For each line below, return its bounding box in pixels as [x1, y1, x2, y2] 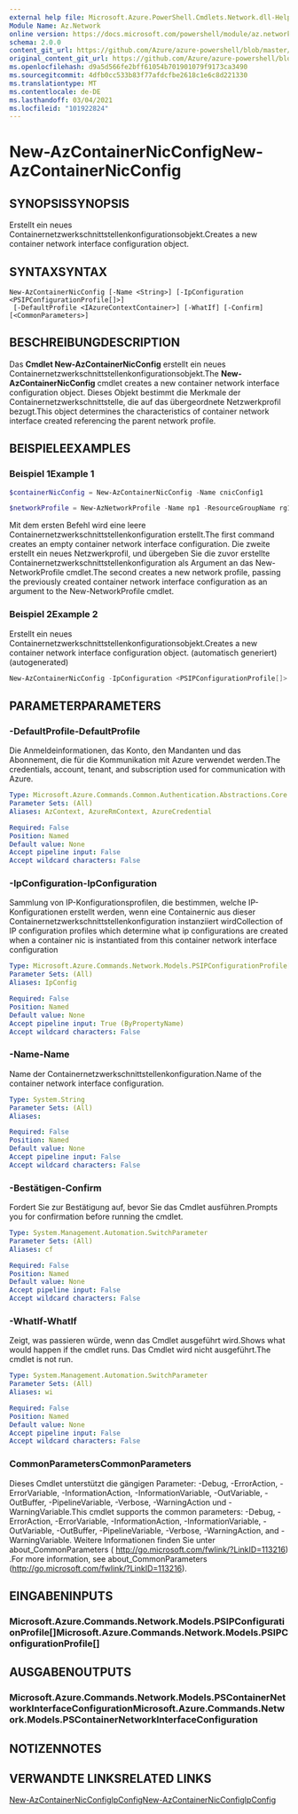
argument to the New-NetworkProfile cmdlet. [9, 586, 175, 597]
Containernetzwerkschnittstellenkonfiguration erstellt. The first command [9, 529, 275, 540]
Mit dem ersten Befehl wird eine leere [9, 520, 146, 531]
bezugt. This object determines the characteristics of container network [9, 406, 270, 416]
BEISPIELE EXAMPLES [9, 441, 131, 456]
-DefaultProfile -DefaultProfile [9, 725, 140, 737]
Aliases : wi [9, 1388, 53, 1397]
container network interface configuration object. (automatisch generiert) [9, 647, 278, 658]
